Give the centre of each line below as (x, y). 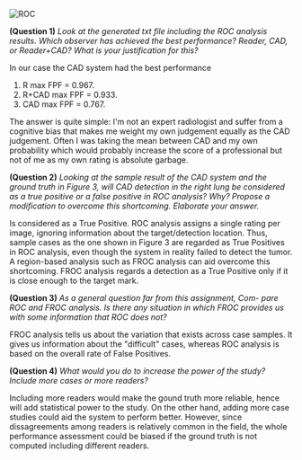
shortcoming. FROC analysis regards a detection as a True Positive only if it (149, 271)
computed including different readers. (80, 446)
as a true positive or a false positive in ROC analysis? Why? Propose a (140, 196)
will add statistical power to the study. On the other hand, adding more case (150, 407)
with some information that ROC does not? (89, 317)
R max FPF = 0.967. (58, 85)
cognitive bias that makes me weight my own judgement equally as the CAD (150, 131)
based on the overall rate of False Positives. (90, 354)
